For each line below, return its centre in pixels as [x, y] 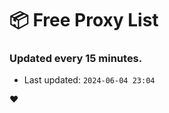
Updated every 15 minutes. [76, 59]
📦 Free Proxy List [84, 20]
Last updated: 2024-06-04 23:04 [89, 80]
